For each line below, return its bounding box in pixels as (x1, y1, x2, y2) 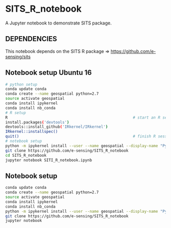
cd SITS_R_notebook (5, 153, 47, 158)
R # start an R (5, 115, 160, 120)
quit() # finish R (5, 134, 156, 139)
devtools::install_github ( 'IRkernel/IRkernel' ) (5, 124, 108, 130)
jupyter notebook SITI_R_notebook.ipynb (5, 157, 93, 163)
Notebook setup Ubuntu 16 (5, 68, 92, 77)
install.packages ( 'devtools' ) (5, 120, 70, 125)
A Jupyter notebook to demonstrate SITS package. (5, 20, 112, 26)
